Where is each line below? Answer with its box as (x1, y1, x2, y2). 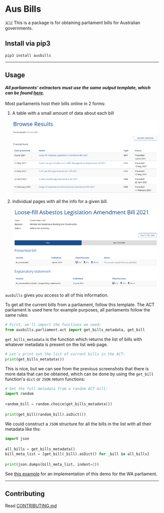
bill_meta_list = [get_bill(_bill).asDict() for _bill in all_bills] (5, 452, 150, 457)
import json (5, 436, 29, 441)
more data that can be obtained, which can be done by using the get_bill (5, 371, 154, 377)
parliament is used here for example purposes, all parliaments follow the (5, 307, 150, 313)
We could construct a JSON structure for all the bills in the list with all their (5, 421, 152, 427)
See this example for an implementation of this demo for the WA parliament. (5, 471, 158, 477)
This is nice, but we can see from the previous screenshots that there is (5, 365, 149, 371)
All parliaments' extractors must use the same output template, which (5, 84, 151, 90)
